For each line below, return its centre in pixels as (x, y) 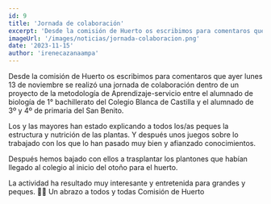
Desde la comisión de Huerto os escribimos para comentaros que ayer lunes (135, 76)
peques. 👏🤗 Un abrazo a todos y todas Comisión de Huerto (106, 192)
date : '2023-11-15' (41, 46)
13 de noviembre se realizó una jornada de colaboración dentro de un (124, 85)
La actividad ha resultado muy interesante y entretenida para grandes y (127, 183)
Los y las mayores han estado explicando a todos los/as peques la (119, 126)
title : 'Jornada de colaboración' (67, 23)
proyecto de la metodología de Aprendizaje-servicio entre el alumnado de (131, 93)
